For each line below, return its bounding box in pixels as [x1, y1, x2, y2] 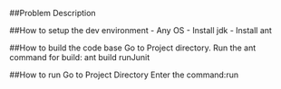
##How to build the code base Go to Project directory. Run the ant [9, 42, 257, 53]
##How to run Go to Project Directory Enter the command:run [9, 69, 238, 80]
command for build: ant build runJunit [9, 52, 150, 62]
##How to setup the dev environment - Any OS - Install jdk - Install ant [9, 25, 272, 35]
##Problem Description [9, 8, 97, 18]
